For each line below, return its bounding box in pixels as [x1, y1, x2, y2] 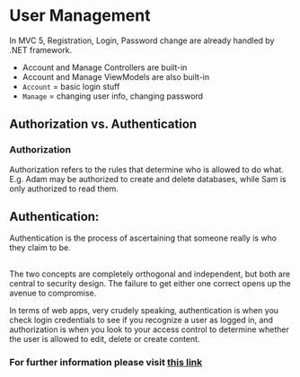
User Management [9, 5, 151, 26]
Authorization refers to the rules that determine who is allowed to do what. [9, 163, 285, 175]
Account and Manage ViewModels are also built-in [22, 71, 210, 82]
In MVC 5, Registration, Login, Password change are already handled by [9, 35, 275, 46]
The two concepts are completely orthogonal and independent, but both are [9, 268, 290, 279]
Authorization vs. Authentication [9, 117, 198, 132]
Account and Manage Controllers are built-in [22, 62, 188, 73]
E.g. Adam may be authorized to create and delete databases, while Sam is [9, 173, 287, 184]
